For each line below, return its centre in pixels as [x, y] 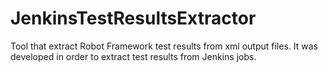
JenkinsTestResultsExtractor [133, 18]
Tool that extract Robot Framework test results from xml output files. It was [164, 46]
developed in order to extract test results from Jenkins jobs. [133, 56]
